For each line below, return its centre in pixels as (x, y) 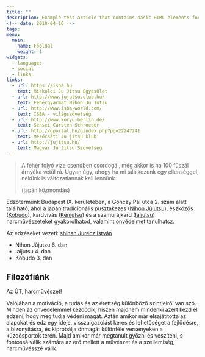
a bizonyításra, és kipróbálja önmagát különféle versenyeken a (85, 329)
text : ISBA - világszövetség (54, 114)
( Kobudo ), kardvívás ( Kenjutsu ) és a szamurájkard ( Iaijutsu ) (81, 214)
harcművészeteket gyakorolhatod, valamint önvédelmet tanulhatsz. (91, 221)
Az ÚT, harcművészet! (34, 292)
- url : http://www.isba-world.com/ (57, 108)
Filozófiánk (28, 277)
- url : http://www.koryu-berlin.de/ (58, 119)
